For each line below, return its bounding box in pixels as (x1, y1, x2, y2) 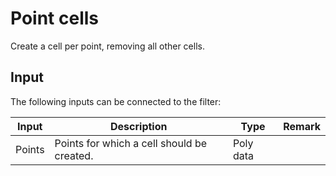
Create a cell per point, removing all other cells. (10, 40, 205, 52)
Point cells (10, 7, 99, 30)
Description (110, 119, 168, 133)
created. (54, 148, 94, 162)
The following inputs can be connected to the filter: (10, 95, 222, 107)
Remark (283, 119, 321, 133)
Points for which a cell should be (54, 136, 207, 150)
